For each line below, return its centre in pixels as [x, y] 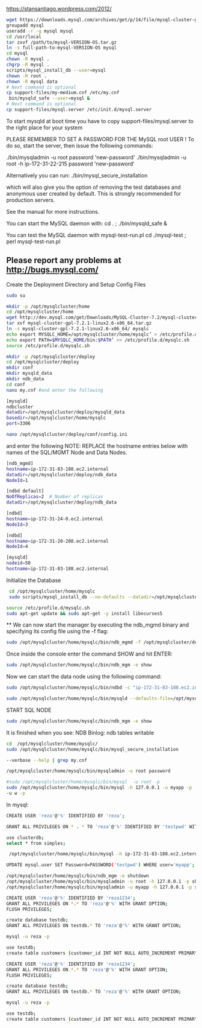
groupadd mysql [25, 25]
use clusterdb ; [25, 838]
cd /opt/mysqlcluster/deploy [43, 362]
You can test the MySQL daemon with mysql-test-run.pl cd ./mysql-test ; [96, 235]
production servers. [31, 200]
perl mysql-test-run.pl [33, 241]
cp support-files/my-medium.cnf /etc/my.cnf [63, 93]
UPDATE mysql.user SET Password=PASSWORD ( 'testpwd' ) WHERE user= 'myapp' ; [101, 865]
